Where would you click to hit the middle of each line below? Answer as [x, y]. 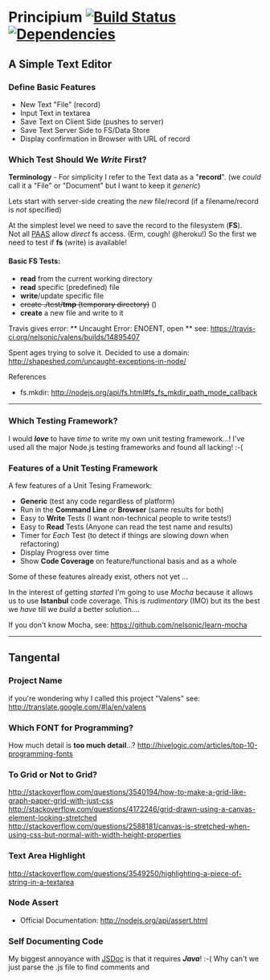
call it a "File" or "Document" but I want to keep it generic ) [104, 186]
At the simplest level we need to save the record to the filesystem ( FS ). [125, 225]
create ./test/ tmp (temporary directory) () [88, 304]
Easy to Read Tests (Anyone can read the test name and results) [126, 527]
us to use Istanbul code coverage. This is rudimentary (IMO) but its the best [134, 601]
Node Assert [33, 903]
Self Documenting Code [56, 941]
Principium [45, 17]
